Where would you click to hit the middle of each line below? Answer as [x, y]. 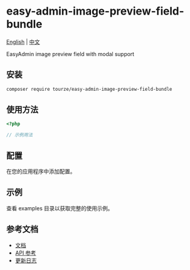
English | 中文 [23, 41]
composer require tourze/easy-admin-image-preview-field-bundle [89, 89]
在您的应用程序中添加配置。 [41, 171]
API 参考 [25, 253]
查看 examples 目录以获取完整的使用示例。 [60, 208]
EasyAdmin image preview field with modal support [70, 54]
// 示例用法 [20, 135]
